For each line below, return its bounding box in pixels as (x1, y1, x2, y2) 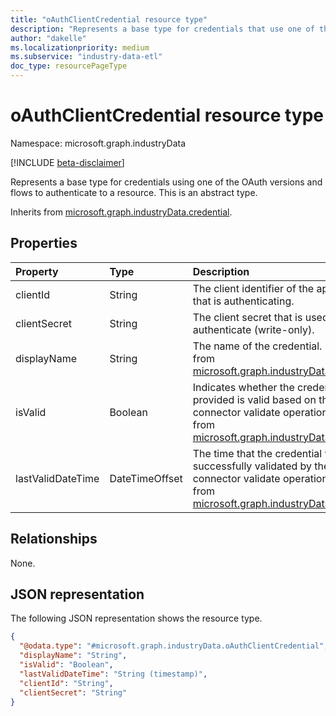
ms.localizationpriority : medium (10, 42, 150, 53)
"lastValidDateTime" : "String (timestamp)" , (19, 669, 208, 679)
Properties (10, 235, 78, 252)
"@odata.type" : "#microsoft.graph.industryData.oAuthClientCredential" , (19, 641, 329, 651)
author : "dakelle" (10, 33, 87, 43)
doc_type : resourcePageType (10, 61, 128, 71)
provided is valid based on (192, 392, 317, 406)
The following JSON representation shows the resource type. (10, 612, 263, 625)
